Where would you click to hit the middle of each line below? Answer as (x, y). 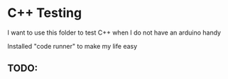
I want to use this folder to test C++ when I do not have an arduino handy (114, 32)
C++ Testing (45, 13)
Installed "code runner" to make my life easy (72, 46)
